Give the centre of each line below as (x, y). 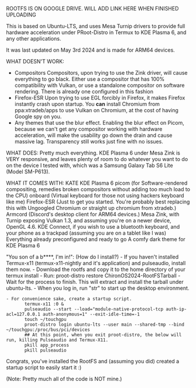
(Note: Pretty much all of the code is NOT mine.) (64, 379)
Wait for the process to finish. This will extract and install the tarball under (95, 282)
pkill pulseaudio (45, 350)
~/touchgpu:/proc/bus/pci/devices (48, 330)
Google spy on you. (38, 116)
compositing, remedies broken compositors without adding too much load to (98, 189)
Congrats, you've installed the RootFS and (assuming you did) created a (93, 361)
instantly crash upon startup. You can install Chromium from (87, 104)
